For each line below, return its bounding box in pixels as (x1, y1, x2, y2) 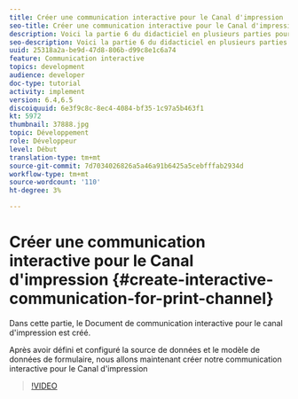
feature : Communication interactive (9, 54, 145, 63)
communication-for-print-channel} (9, 289, 274, 309)
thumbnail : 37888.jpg (9, 121, 90, 129)
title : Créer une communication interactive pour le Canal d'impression (9, 12, 284, 22)
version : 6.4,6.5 (9, 95, 74, 105)
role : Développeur (9, 137, 77, 145)
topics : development (9, 63, 86, 72)
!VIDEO (30, 380, 58, 391)
